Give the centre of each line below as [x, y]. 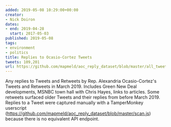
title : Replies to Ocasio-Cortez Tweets [49, 57]
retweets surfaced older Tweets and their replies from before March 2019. [83, 98]
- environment [20, 48]
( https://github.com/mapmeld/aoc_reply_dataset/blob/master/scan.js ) [78, 114]
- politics [17, 52]
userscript [16, 108]
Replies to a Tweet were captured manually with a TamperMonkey [74, 103]
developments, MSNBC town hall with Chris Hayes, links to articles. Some [82, 92]
